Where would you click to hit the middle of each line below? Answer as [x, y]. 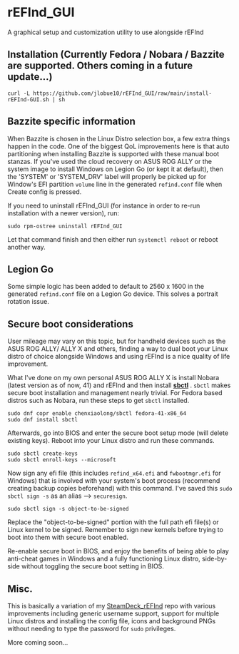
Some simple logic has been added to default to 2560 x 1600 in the [106, 287]
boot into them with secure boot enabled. [68, 537]
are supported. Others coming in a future [100, 66]
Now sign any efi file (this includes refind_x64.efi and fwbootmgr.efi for [114, 473]
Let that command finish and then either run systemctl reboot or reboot [113, 239]
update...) [30, 77]
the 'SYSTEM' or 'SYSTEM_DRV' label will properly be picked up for [107, 176]
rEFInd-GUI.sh [29, 99]
